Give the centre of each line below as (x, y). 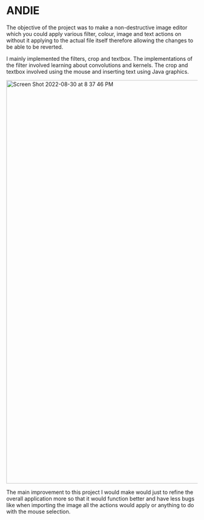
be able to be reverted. (35, 47)
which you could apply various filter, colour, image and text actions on (94, 33)
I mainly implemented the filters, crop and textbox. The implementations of (100, 58)
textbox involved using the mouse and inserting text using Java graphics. (98, 71)
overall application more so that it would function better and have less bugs (100, 498)
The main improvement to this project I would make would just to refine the (100, 492)
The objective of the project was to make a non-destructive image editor (97, 27)
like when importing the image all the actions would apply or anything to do (100, 505)
